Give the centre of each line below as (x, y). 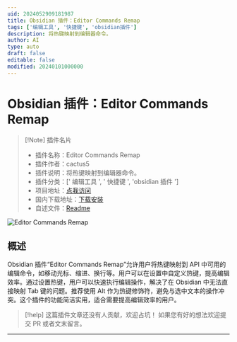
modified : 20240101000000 (45, 67)
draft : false (26, 54)
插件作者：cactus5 (62, 164)
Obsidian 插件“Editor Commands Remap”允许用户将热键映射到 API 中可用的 (117, 264)
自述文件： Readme (62, 208)
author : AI (23, 40)
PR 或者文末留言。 (59, 324)
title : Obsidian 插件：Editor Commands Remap (74, 21)
